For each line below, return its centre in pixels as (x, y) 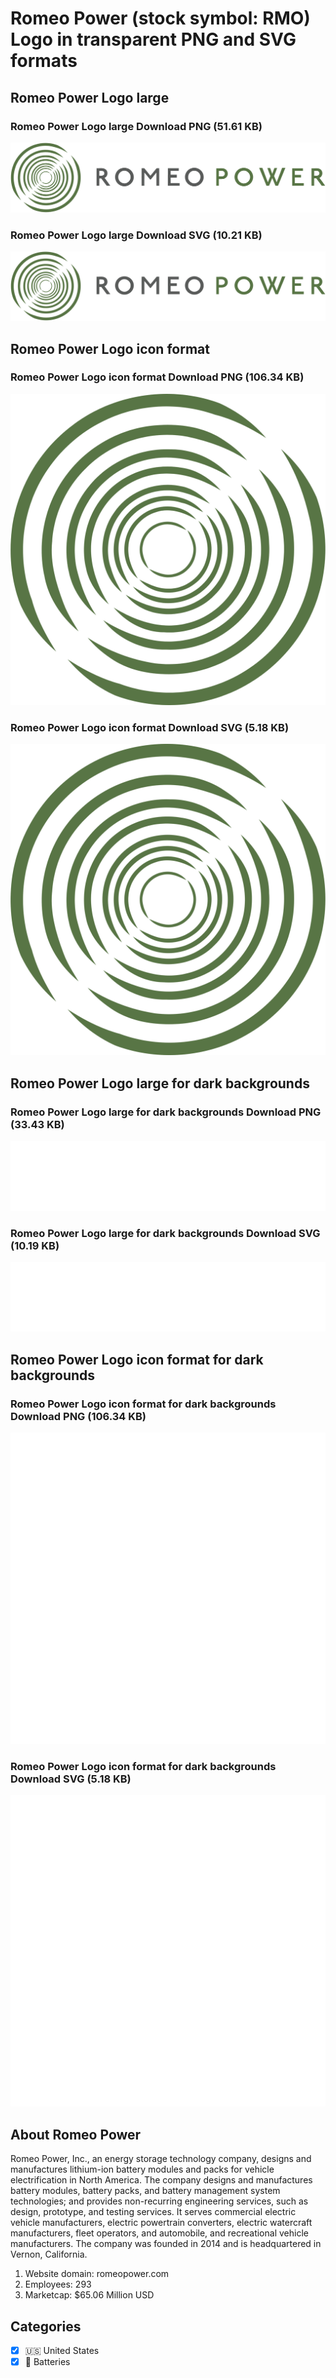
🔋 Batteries (47, 2362)
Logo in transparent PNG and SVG (153, 39)
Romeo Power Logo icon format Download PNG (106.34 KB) (157, 377)
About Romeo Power (76, 2134)
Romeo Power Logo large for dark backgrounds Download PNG (166, 1112)
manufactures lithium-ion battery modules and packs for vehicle (142, 2169)
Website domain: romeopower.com (97, 2274)
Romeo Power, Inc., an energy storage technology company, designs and (161, 2159)
